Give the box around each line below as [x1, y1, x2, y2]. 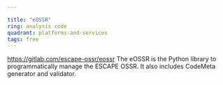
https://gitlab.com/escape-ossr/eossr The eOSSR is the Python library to [7, 55, 217, 63]
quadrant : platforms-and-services [7, 29, 108, 36]
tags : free [7, 36, 39, 42]
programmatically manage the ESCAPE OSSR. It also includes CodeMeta [7, 62, 216, 70]
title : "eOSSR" [7, 16, 52, 23]
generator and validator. [7, 70, 77, 78]
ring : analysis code [7, 22, 68, 30]
